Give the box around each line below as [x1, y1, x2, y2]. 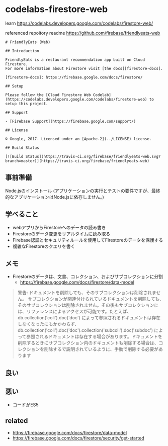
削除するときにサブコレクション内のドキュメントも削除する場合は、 [17, 340, 159, 346]
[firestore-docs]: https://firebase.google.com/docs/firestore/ [5, 74, 143, 80]
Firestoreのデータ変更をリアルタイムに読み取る [12, 230, 111, 237]
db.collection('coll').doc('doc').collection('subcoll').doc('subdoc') [17, 327, 153, 333]
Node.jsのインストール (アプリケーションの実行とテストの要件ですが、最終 [5, 188, 160, 194]
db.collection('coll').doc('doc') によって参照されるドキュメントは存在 [17, 315, 161, 321]
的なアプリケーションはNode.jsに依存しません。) [5, 194, 104, 200]
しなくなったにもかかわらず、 [17, 321, 79, 327]
